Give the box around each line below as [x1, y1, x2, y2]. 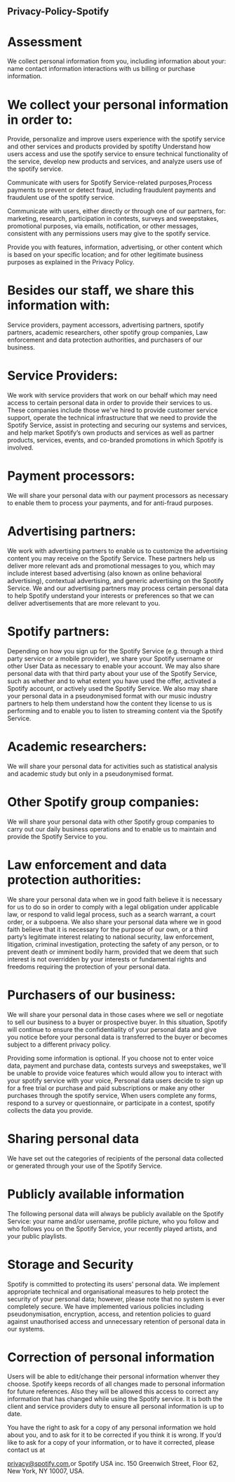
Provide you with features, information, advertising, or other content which [7, 243, 223, 252]
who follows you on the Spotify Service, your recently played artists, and [7, 1224, 217, 1233]
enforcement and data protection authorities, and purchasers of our [7, 336, 203, 344]
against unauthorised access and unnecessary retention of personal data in [7, 1317, 226, 1325]
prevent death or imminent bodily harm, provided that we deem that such [7, 947, 219, 956]
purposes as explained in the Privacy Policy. [7, 258, 135, 267]
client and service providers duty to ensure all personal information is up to [7, 1403, 224, 1411]
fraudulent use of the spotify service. [7, 193, 114, 202]
